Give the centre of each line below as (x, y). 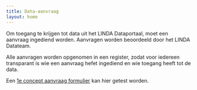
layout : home (22, 17)
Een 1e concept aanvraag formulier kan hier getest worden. (77, 80)
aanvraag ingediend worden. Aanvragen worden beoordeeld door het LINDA (98, 39)
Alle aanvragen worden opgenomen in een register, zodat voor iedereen (93, 57)
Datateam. (18, 46)
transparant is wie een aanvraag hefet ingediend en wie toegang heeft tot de (98, 63)
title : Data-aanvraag (33, 11)
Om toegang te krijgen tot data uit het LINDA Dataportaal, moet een (87, 33)
